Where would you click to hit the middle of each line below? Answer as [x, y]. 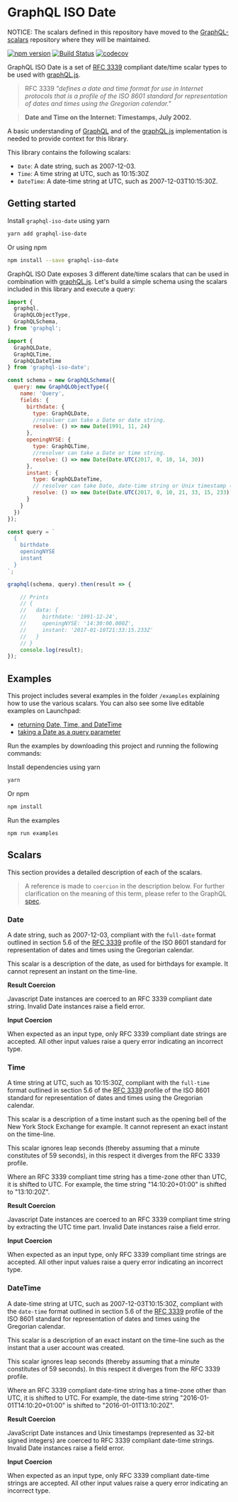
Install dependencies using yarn [54, 767]
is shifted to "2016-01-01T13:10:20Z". [121, 1405]
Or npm [18, 793]
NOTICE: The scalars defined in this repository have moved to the [103, 32]
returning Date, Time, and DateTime [70, 724]
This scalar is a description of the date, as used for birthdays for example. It [118, 964]
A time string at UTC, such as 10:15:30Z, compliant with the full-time [109, 1083]
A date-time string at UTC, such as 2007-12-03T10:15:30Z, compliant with [115, 1303]
